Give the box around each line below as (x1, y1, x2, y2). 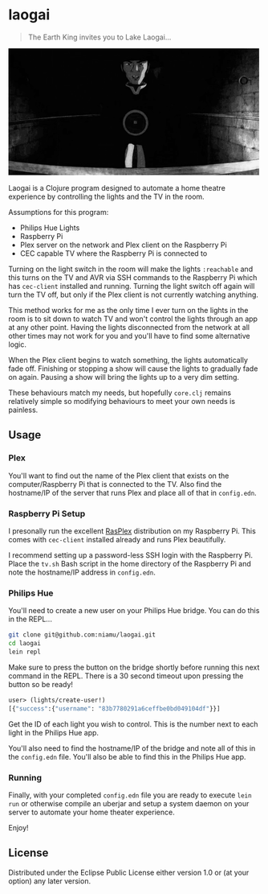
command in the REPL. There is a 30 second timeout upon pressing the (8, 670, 244, 681)
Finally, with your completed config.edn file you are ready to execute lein (8, 790, 252, 800)
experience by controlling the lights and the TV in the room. (8, 192, 205, 201)
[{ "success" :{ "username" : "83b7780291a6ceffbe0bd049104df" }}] (8, 704, 221, 713)
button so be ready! (8, 679, 74, 689)
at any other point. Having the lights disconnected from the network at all (8, 322, 250, 332)
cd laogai (8, 640, 42, 648)
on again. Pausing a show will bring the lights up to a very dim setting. (8, 372, 239, 381)
